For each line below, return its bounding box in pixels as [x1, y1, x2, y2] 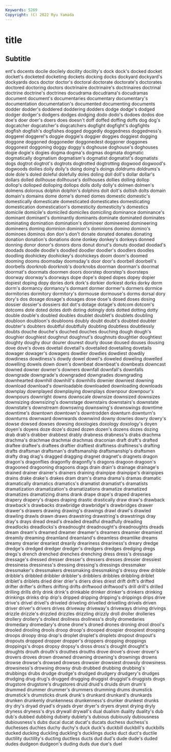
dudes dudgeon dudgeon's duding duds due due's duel [5, 741, 123, 747]
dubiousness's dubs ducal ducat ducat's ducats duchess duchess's [5, 719, 149, 725]
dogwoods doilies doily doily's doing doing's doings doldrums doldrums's [5, 165, 161, 172]
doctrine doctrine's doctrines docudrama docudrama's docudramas [5, 90, 148, 96]
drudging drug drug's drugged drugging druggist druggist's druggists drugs [5, 675, 165, 682]
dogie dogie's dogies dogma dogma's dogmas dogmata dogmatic [5, 149, 144, 156]
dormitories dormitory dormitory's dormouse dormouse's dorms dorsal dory [5, 290, 166, 297]
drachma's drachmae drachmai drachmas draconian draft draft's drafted [5, 437, 158, 443]
